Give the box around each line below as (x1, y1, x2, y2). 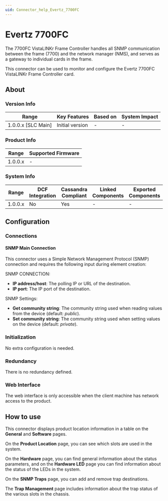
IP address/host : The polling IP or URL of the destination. (12, 281, 131, 287)
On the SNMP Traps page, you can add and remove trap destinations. (5, 476, 149, 482)
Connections (5, 233, 37, 240)
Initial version (56, 122, 88, 129)
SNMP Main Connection (5, 245, 56, 251)
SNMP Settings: (5, 296, 38, 302)
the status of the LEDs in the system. (5, 467, 81, 473)
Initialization (5, 334, 36, 341)
